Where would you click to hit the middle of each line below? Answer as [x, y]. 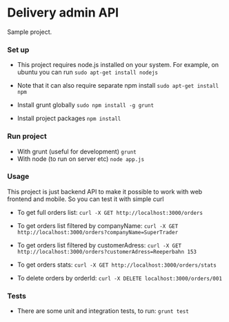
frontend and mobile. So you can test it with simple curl [86, 199]
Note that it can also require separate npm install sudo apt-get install [118, 86]
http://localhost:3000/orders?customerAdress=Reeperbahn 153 [107, 252]
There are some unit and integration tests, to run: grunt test [103, 311]
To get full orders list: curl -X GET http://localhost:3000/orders [110, 212]
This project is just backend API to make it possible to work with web [105, 191]
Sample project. [30, 32]
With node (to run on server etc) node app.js [81, 159]
